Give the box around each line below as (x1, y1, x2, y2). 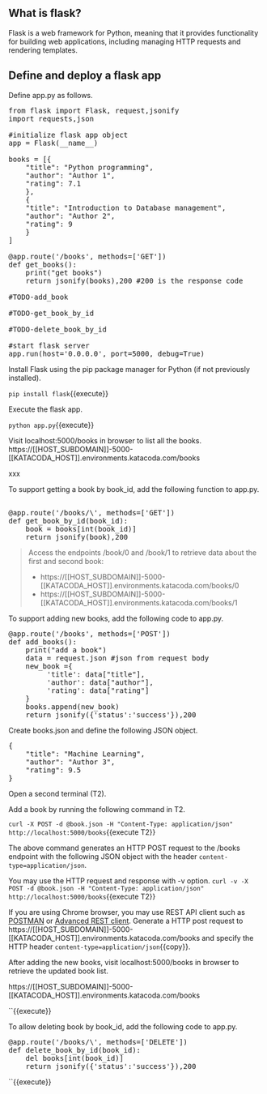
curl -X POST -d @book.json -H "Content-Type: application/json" (8, 820, 233, 828)
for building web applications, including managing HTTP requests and (8, 36, 241, 46)
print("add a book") (25, 645, 107, 655)
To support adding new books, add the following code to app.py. (8, 613, 224, 623)
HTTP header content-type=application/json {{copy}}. (8, 942, 191, 951)
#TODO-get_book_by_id (8, 308, 95, 318)
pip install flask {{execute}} (8, 388, 109, 398)
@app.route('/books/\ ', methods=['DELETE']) (8, 1037, 189, 1046)
